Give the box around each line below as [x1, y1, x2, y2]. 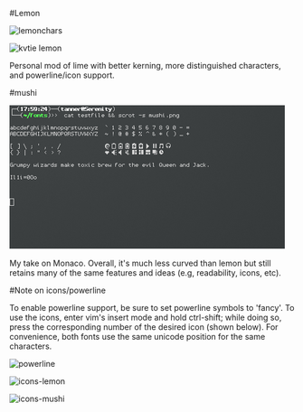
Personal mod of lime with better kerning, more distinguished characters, [9, 61, 282, 70]
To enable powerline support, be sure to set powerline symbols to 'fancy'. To [9, 303, 295, 313]
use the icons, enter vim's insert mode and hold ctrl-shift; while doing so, [9, 312, 282, 323]
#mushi [9, 88, 38, 98]
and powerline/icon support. [9, 70, 115, 80]
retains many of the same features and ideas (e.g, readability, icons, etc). [9, 267, 282, 278]
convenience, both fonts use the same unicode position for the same [9, 332, 266, 342]
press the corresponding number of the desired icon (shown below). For [9, 322, 279, 332]
